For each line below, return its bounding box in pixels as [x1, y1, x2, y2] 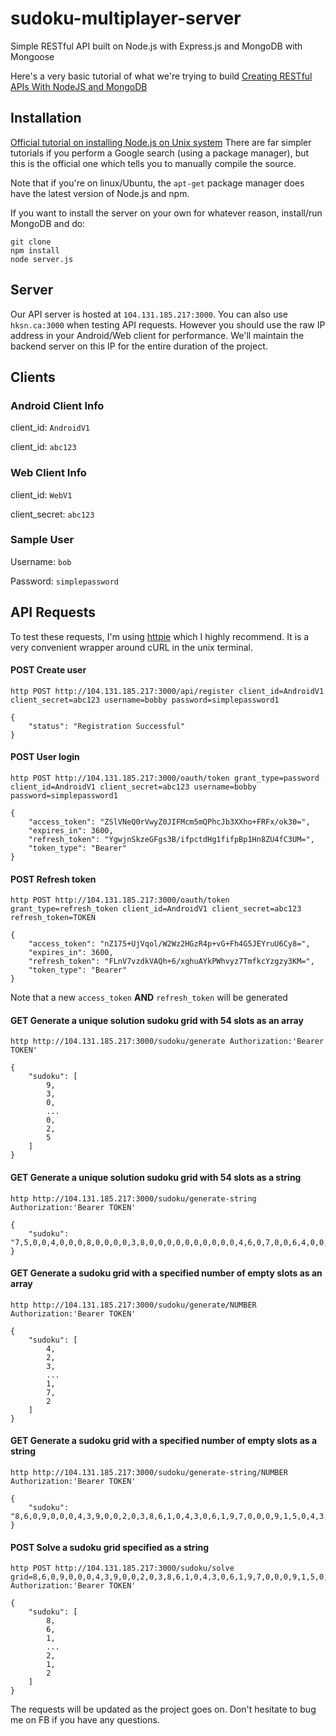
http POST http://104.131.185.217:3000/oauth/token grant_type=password [10, 773, 320, 784]
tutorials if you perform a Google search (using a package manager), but [10, 147, 310, 159]
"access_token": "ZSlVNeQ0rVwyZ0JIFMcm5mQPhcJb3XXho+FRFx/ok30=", [28, 817, 311, 827]
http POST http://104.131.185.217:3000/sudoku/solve [10, 1563, 235, 1574]
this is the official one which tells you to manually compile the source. [10, 157, 297, 169]
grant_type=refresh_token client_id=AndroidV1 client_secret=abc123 [10, 904, 302, 914]
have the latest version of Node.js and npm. [10, 187, 190, 199]
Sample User [10, 533, 75, 547]
